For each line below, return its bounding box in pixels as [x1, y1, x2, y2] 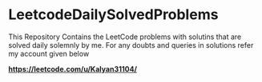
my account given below [8, 49, 90, 58]
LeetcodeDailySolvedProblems [8, 6, 219, 24]
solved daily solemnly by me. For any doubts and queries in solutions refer [8, 40, 254, 49]
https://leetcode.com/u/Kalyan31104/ [8, 64, 138, 73]
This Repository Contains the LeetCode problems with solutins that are [8, 32, 242, 41]
